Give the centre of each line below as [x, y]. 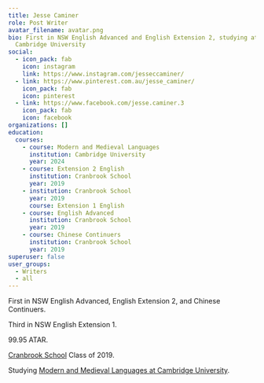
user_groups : [29, 264]
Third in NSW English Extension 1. [63, 325]
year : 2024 [47, 162]
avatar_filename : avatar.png [56, 30]
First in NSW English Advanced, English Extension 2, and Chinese [114, 301]
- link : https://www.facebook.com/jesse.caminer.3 [100, 103]
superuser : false [37, 256]
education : [26, 132]
